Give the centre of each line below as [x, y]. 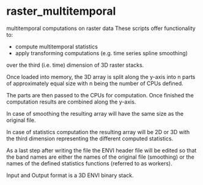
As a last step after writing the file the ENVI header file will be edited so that [102, 150]
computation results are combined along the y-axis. [71, 102]
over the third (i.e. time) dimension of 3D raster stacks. [75, 65]
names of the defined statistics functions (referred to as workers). [89, 163]
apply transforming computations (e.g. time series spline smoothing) [102, 53]
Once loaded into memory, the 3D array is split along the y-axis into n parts [101, 77]
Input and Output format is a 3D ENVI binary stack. [70, 175]
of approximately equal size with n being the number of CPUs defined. [95, 83]
